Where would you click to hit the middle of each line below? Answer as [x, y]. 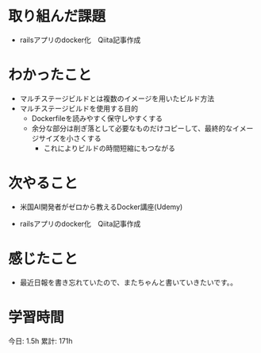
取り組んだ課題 [57, 16]
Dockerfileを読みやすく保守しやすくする [97, 118]
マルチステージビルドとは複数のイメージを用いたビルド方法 [117, 98]
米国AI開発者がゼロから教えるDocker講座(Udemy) [101, 207]
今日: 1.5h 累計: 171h [40, 341]
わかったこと [50, 75]
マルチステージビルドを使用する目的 [79, 108]
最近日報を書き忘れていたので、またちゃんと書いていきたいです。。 [129, 282]
